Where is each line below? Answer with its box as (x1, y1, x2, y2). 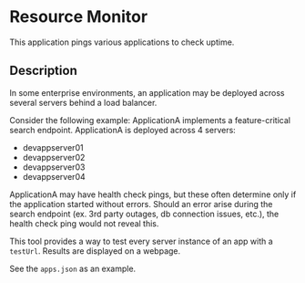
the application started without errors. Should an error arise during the (9, 198, 273, 209)
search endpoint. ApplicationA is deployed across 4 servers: (9, 124, 237, 135)
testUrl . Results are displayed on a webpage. (9, 245, 181, 257)
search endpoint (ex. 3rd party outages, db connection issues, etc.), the (9, 208, 280, 219)
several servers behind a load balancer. (9, 97, 158, 108)
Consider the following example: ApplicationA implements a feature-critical (9, 114, 291, 125)
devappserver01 (22, 141, 84, 152)
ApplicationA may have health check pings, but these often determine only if (9, 189, 297, 200)
